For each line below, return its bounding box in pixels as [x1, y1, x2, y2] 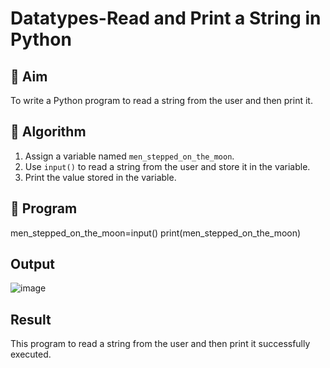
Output [10, 256, 55, 273]
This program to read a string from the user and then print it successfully [10, 338, 311, 350]
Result [10, 311, 52, 328]
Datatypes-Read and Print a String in [10, 7, 322, 30]
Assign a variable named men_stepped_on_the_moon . [24, 150, 235, 162]
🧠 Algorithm [10, 123, 87, 141]
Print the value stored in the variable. [24, 171, 177, 183]
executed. [10, 348, 52, 361]
